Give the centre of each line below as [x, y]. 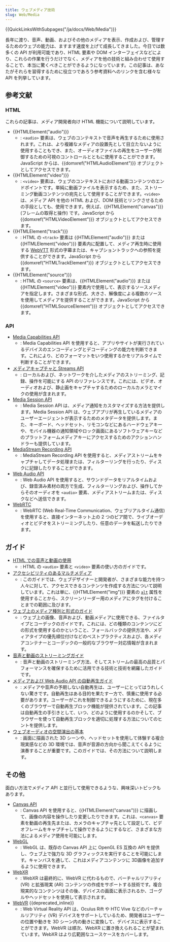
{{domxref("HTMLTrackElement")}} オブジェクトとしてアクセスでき [91, 263]
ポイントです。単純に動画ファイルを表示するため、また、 [84, 188]
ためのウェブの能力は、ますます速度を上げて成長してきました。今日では [85, 46]
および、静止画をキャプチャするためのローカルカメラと [96, 388]
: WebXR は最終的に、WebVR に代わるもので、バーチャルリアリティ [91, 878]
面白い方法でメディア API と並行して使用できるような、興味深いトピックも [83, 788]
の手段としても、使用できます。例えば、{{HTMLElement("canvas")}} [92, 207]
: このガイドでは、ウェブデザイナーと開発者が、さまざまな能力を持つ [93, 580]
